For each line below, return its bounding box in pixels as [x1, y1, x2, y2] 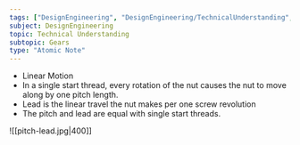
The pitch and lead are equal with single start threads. [21, 109, 221, 119]
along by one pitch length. [21, 90, 119, 101]
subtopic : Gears [9, 37, 70, 47]
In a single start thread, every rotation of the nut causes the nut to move [21, 80, 287, 91]
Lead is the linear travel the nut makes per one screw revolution [21, 99, 256, 109]
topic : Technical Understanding [9, 29, 129, 38]
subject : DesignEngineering [9, 21, 114, 30]
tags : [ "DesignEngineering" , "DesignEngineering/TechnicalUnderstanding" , [9, 12, 294, 22]
